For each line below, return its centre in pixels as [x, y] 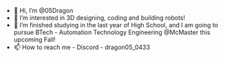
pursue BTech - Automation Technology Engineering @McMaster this [112, 32]
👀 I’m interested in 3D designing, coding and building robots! [99, 18]
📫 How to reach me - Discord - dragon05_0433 [82, 47]
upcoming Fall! [35, 40]
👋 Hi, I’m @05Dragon [43, 11]
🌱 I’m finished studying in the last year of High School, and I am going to [116, 25]
